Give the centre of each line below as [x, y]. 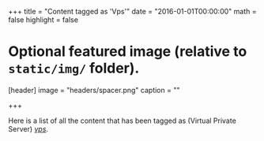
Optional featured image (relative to [128, 52]
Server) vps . [28, 128]
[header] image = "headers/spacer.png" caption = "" [94, 90]
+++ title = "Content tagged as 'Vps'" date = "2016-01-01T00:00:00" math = [132, 11]
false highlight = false [43, 20]
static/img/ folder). [74, 68]
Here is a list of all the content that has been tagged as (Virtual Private [123, 121]
